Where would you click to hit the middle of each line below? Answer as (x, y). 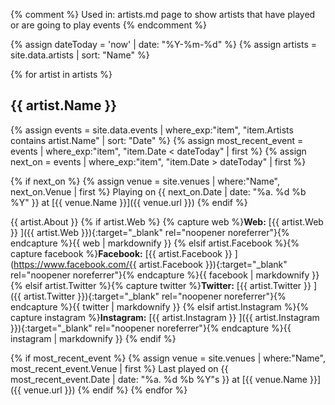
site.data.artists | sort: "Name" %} (80, 55)
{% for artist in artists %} (61, 74)
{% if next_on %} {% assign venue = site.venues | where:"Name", (145, 181)
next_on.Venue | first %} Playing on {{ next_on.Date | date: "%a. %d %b (158, 191)
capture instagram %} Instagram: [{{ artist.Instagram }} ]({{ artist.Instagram (165, 317)
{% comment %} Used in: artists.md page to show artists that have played (163, 14)
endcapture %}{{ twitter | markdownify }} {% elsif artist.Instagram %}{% (160, 306)
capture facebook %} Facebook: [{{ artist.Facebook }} (121, 253)
